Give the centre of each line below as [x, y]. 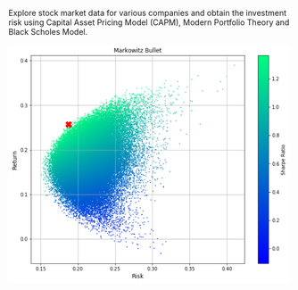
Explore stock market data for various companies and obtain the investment [148, 13]
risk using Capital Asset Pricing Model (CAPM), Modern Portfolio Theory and [149, 22]
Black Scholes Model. [48, 32]
